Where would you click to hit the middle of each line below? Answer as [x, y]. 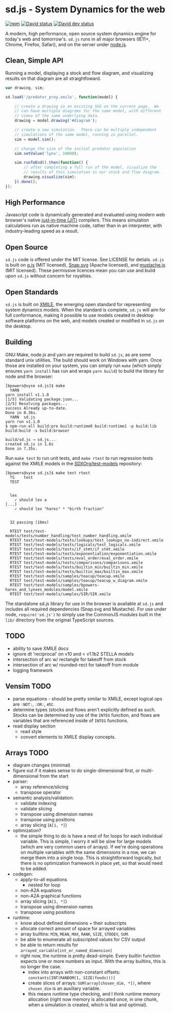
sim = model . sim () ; [35, 139]
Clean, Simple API [34, 61]
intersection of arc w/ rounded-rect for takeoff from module [76, 664]
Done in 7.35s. [21, 449]
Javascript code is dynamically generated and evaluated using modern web [85, 215]
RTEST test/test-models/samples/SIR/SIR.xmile [60, 594]
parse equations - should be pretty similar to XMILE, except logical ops [88, 699]
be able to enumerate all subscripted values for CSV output [83, 940]
